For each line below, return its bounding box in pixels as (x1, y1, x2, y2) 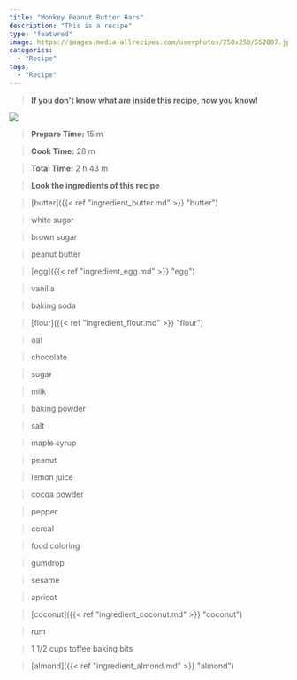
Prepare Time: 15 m (30, 128, 103, 139)
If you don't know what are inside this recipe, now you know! (30, 95, 259, 105)
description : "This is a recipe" (9, 21, 133, 30)
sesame (30, 575, 60, 585)
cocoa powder (30, 489, 84, 499)
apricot (30, 591, 57, 602)
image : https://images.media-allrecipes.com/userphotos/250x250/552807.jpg (9, 37, 294, 47)
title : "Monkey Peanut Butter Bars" (9, 12, 144, 22)
